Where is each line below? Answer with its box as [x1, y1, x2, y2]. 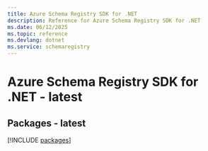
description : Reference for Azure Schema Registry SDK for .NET [7, 17, 201, 24]
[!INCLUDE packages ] [7, 136, 71, 144]
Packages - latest [7, 117, 86, 129]
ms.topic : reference [7, 30, 69, 38]
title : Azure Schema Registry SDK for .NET [7, 10, 138, 18]
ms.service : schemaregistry [7, 43, 91, 50]
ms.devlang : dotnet [7, 37, 65, 44]
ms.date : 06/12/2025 [7, 23, 69, 30]
